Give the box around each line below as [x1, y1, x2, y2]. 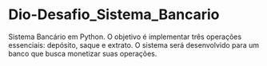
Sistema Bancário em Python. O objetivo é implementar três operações [8, 32, 242, 41]
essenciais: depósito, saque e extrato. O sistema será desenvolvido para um [8, 40, 260, 49]
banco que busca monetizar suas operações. [8, 49, 157, 58]
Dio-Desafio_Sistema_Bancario [8, 6, 220, 24]
